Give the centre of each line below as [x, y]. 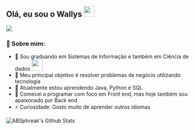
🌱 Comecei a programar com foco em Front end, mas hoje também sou [101, 94]
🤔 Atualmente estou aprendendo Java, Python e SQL [79, 88]
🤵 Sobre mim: [26, 43]
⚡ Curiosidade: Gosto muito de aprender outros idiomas [82, 107]
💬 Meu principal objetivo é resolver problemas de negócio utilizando [98, 75]
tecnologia [27, 81]
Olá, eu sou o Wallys [44, 15]
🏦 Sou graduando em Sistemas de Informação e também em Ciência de [102, 56]
